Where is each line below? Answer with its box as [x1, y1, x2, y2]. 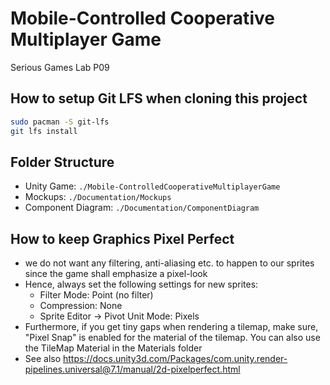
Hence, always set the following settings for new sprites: [24, 278, 259, 291]
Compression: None [39, 300, 123, 312]
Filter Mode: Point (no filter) [39, 289, 154, 301]
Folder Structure [10, 153, 115, 171]
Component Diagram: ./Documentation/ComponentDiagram [24, 202, 260, 214]
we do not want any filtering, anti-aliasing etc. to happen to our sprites [24, 257, 315, 269]
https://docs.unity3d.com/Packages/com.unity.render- [63, 353, 288, 365]
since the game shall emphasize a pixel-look [24, 268, 208, 280]
